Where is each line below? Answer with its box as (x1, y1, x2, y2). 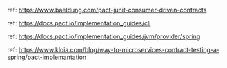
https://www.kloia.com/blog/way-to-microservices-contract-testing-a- (18, 46, 219, 54)
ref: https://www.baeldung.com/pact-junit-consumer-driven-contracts (7, 6, 207, 14)
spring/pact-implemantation (7, 53, 87, 61)
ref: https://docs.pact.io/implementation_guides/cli (7, 19, 151, 27)
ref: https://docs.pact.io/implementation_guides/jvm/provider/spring (7, 32, 201, 41)
